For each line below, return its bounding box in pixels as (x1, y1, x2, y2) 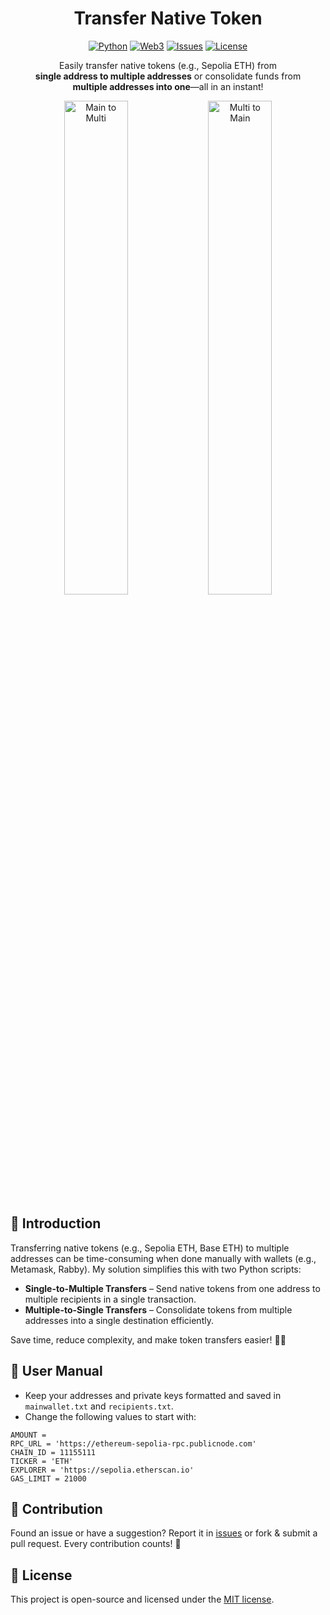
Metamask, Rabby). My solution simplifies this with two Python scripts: (10, 1263, 302, 1275)
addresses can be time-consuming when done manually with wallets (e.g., (10, 1252, 317, 1264)
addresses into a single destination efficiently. (24, 1314, 214, 1326)
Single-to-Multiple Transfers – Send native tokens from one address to (24, 1282, 321, 1294)
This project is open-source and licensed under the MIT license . (10, 1593, 275, 1606)
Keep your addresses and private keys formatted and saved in (24, 1389, 282, 1401)
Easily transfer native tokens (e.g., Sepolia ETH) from (59, 59, 277, 71)
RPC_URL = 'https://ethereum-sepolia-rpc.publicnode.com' (10, 1438, 257, 1449)
